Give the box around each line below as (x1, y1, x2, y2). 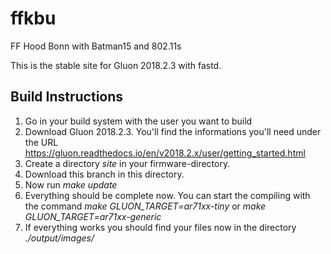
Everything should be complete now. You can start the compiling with (24, 189, 311, 201)
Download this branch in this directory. (24, 168, 185, 180)
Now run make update (24, 178, 118, 191)
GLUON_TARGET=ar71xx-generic (24, 210, 162, 222)
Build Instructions (10, 88, 124, 106)
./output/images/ (24, 232, 95, 244)
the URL (24, 136, 59, 148)
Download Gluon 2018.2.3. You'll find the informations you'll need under (24, 125, 322, 137)
